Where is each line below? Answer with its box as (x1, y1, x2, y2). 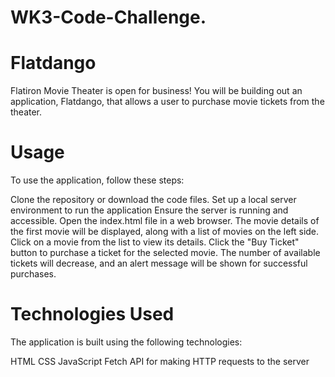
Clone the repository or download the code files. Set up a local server (10, 194, 297, 206)
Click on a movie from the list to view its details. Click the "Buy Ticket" (10, 236, 300, 248)
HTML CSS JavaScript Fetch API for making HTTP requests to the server (10, 356, 310, 367)
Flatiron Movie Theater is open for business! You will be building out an (10, 85, 303, 97)
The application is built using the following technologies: (10, 336, 243, 348)
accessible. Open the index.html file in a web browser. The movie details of (10, 215, 320, 227)
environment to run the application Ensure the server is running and (10, 204, 289, 216)
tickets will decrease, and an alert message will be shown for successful (10, 257, 308, 270)
